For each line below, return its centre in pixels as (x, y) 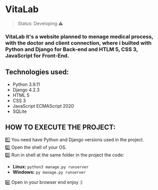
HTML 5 (21, 95)
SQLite (19, 111)
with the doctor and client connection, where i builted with (78, 43)
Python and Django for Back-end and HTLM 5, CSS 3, (72, 49)
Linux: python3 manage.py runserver (50, 167)
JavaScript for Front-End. (37, 55)
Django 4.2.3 (26, 89)
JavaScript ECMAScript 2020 (43, 106)
